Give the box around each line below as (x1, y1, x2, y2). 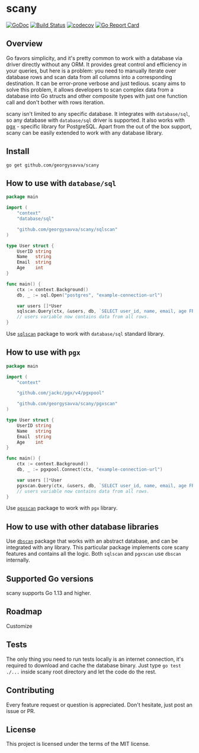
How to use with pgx (6, 347, 81, 358)
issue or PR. (6, 707, 36, 714)
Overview (6, 39, 43, 49)
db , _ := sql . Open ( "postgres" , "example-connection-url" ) (17, 292, 163, 298)
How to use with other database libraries (6, 522, 159, 532)
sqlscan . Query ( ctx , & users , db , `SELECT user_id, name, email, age (17, 308, 187, 314)
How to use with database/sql (6, 178, 117, 188)
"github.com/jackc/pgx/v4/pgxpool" (17, 390, 105, 396)
